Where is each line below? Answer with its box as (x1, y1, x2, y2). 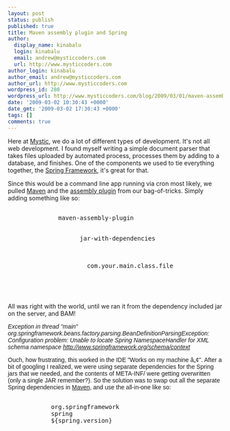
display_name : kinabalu (14, 42, 81, 49)
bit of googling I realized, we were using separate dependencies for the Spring (8, 363, 214, 370)
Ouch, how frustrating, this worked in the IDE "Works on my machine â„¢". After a (8, 356, 222, 363)
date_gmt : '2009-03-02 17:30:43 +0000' (8, 105, 121, 112)
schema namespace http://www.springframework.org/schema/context (8, 343, 190, 351)
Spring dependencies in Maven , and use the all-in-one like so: (8, 383, 171, 391)
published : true (8, 23, 54, 29)
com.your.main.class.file (87, 261, 173, 270)
